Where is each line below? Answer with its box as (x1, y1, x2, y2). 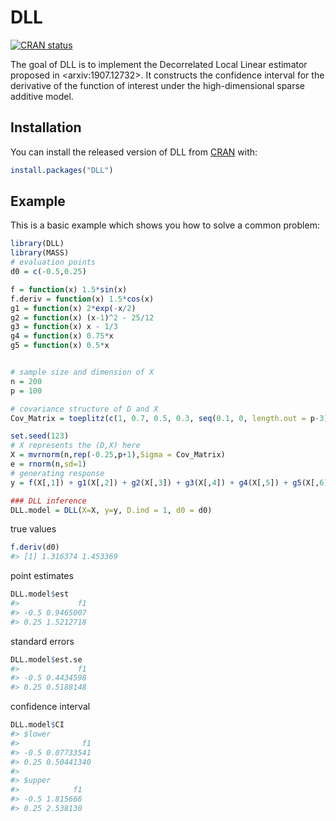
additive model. (10, 90, 74, 102)
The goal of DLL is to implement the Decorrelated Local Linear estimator (10, 58, 308, 70)
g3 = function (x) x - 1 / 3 (10, 322, 118, 332)
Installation (10, 119, 82, 136)
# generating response (10, 468, 105, 478)
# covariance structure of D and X (10, 404, 159, 414)
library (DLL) (10, 239, 65, 249)
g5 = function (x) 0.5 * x (10, 341, 110, 351)
